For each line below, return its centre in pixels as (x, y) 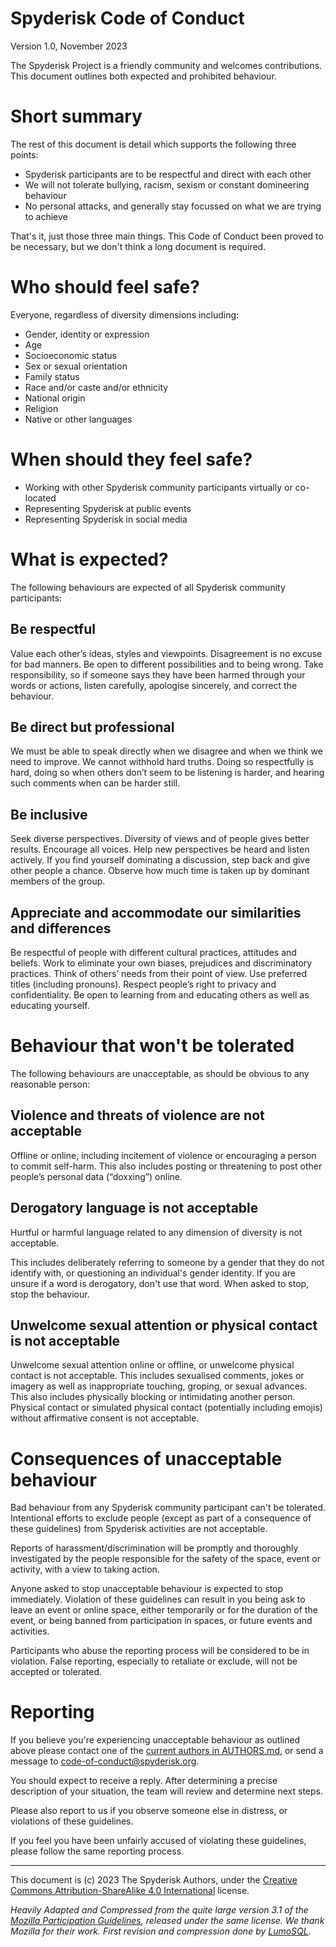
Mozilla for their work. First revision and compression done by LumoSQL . (161, 1931)
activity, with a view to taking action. (85, 1569)
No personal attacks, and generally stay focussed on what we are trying (173, 206)
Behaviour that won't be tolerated (152, 1046)
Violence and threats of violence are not (137, 1115)
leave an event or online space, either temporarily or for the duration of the (164, 1610)
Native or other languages (78, 419)
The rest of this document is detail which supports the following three (153, 144)
